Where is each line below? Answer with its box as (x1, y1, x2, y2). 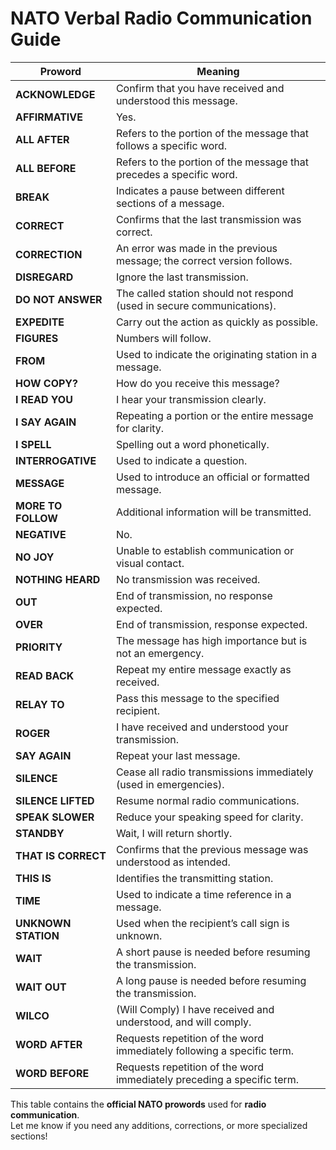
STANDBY (15, 826, 65, 840)
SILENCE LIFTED (15, 793, 95, 807)
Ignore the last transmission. (115, 270, 249, 284)
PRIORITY (15, 640, 63, 654)
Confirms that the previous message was (115, 842, 309, 856)
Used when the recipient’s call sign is (115, 916, 290, 930)
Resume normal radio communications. (115, 793, 300, 807)
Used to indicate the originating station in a (115, 347, 318, 361)
